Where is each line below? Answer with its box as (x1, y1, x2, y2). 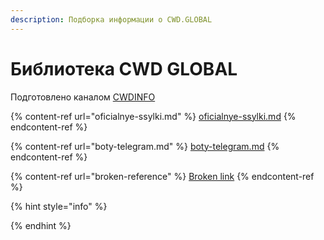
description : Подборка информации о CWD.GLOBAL (10, 14, 213, 25)
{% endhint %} (10, 219, 72, 231)
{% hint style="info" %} (10, 200, 108, 212)
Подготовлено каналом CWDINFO (10, 91, 156, 103)
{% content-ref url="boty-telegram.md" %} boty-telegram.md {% (10, 140, 280, 152)
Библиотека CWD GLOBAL (10, 57, 238, 80)
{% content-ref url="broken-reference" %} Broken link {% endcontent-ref (10, 170, 315, 182)
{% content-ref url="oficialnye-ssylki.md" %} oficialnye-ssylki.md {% (10, 110, 297, 122)
